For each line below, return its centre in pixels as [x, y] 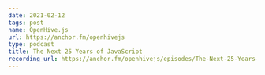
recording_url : [33, 59]
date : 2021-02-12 [37, 15]
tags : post [26, 23]
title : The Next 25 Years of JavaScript [76, 52]
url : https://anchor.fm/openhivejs [67, 37]
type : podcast [32, 45]
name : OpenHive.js [38, 30]
